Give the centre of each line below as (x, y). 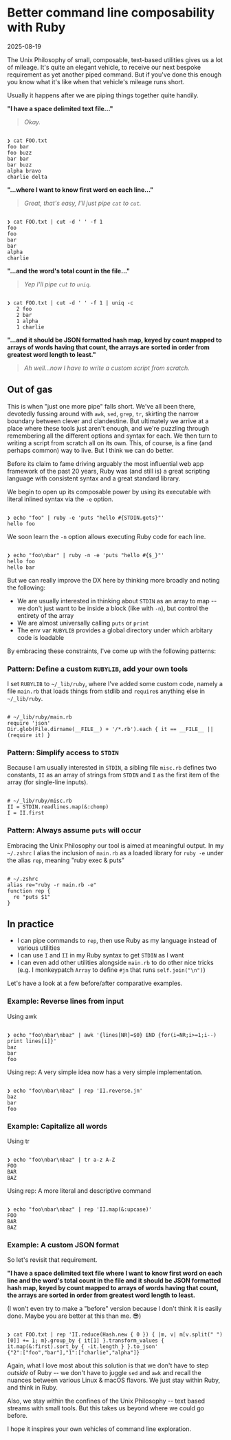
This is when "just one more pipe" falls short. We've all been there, (101, 406)
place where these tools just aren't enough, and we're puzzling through (108, 428)
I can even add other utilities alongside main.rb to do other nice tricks (115, 963)
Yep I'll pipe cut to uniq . (57, 284)
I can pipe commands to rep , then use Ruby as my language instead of (117, 941)
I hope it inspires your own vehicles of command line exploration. (99, 1429)
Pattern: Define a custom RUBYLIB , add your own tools (98, 669)
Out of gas (30, 390)
